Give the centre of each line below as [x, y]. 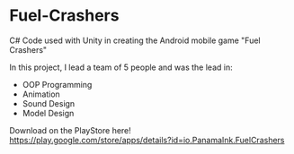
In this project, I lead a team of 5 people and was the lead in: [121, 67]
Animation [41, 94]
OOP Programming [57, 84]
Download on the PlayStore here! [71, 130]
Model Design [48, 113]
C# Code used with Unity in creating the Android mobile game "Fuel [135, 40]
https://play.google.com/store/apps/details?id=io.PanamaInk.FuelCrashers [147, 140]
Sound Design [49, 103]
